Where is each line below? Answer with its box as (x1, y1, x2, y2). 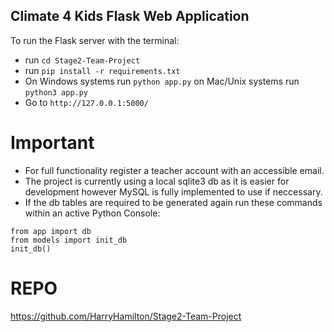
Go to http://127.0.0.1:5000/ (24, 96, 149, 108)
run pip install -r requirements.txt (24, 64, 181, 76)
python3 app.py (24, 87, 89, 98)
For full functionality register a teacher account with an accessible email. (24, 164, 325, 176)
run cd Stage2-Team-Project (24, 54, 141, 66)
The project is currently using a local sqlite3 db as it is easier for (24, 175, 290, 187)
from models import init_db (10, 235, 128, 245)
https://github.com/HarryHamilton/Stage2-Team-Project (10, 310, 242, 322)
